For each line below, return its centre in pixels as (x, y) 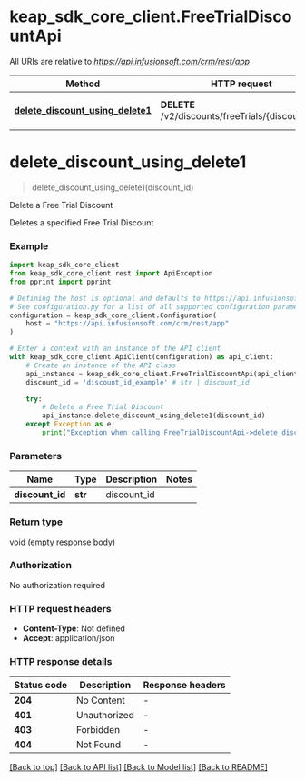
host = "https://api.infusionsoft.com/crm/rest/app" (128, 324)
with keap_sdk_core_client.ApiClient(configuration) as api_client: (142, 357)
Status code (41, 686)
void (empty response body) (63, 542)
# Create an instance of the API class (101, 365)
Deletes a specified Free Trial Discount (82, 222)
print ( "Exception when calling (101, 433)
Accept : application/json (69, 638)
